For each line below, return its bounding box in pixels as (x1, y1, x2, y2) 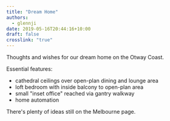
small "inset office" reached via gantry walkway (15, 90, 135, 97)
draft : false (6, 31, 39, 38)
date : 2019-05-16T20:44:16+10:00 (6, 25, 91, 32)
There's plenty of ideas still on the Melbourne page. (6, 108, 136, 115)
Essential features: (6, 65, 53, 73)
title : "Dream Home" (6, 8, 59, 15)
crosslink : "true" (6, 37, 53, 43)
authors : (6, 15, 29, 21)
